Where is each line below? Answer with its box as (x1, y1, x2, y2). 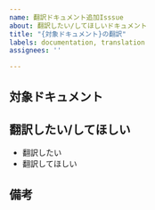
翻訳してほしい (21, 158, 77, 169)
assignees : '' (9, 46, 62, 55)
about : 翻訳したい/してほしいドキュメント (9, 21, 148, 30)
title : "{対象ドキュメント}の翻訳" (9, 29, 126, 38)
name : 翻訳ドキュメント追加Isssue (9, 12, 124, 22)
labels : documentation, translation (9, 37, 145, 47)
